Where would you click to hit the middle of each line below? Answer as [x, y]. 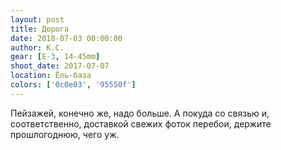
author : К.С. [37, 47]
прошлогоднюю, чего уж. [65, 134]
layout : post [37, 19]
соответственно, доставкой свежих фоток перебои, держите [141, 123]
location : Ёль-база [51, 76]
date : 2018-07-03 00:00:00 [66, 38]
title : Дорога [40, 29]
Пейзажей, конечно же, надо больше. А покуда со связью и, [140, 113]
